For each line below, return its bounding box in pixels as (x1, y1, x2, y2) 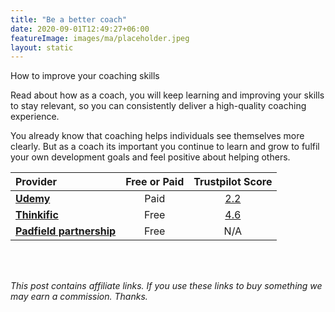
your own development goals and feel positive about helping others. (10, 151, 291, 163)
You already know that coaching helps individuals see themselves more (10, 130, 305, 142)
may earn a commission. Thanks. (10, 291, 148, 303)
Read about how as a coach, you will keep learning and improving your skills (10, 89, 325, 101)
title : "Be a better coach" (10, 14, 128, 25)
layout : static (10, 42, 74, 53)
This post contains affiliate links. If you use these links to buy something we (10, 280, 323, 292)
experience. (10, 111, 60, 123)
